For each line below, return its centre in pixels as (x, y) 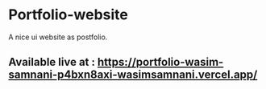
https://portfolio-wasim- (160, 62)
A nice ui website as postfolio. (58, 37)
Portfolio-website (69, 15)
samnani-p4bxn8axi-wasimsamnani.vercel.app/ (133, 75)
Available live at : (52, 62)
